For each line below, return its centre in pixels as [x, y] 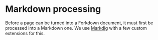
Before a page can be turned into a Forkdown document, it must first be [79, 23]
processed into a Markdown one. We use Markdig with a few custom [76, 28]
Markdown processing [53, 9]
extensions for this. [25, 33]
